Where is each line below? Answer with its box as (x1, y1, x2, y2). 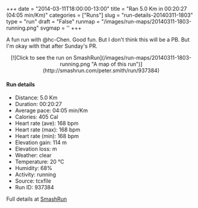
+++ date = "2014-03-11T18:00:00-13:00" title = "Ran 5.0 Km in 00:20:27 (6, 5, 187, 12)
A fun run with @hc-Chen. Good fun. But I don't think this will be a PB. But (6, 36, 190, 43)
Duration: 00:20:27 (14, 101, 62, 108)
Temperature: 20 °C (14, 158, 64, 165)
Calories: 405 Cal (14, 113, 58, 121)
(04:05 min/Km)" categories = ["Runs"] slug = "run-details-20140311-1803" (6, 11, 194, 19)
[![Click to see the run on (11, 54, 72, 61)
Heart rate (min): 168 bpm (14, 133, 79, 140)
